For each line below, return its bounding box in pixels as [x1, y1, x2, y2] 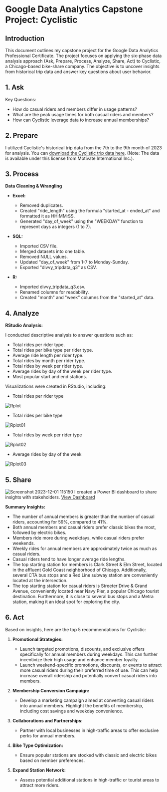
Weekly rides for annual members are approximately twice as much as [12, 546, 157, 552]
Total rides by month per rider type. [12, 358, 86, 364]
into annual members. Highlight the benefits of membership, [19, 702, 144, 708]
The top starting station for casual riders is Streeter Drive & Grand [12, 583, 148, 589]
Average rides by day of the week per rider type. [12, 368, 112, 374]
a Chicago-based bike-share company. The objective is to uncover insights [5, 64, 160, 69]
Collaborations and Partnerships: [12, 717, 83, 723]
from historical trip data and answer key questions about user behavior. [5, 69, 152, 75]
